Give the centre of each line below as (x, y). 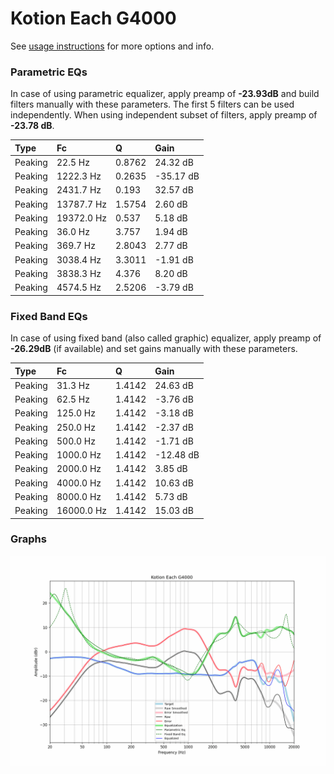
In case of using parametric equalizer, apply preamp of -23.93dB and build (165, 94)
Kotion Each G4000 (93, 18)
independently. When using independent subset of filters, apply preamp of (164, 115)
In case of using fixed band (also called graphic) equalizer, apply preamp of (166, 338)
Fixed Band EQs (49, 316)
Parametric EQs (49, 72)
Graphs (28, 539)
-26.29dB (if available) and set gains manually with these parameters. (154, 349)
